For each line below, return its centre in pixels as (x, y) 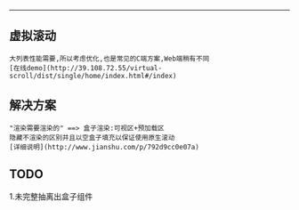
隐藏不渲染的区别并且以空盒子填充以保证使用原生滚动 (92, 137)
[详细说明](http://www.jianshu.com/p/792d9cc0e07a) (105, 147)
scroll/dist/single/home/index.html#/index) (93, 76)
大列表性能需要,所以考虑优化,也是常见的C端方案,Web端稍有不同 (109, 59)
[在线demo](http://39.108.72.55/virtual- (86, 68)
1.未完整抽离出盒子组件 (51, 197)
